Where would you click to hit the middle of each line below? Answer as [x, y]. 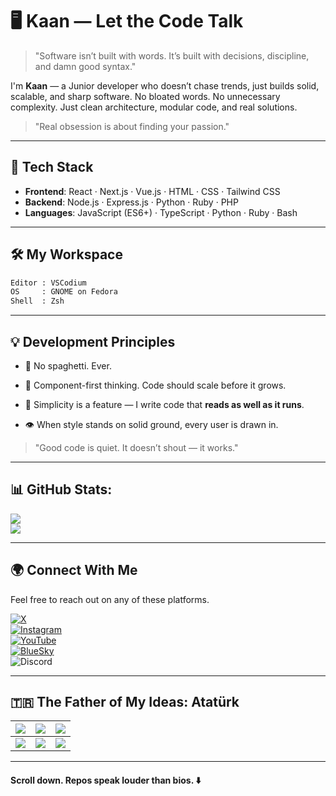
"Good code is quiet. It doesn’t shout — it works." [136, 447]
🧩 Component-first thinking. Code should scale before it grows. [155, 385]
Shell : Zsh [37, 301]
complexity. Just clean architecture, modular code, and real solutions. [154, 107]
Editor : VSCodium [48, 283]
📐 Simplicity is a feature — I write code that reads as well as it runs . [164, 404]
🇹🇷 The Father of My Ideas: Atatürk [125, 702]
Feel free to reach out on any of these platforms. [110, 599]
